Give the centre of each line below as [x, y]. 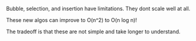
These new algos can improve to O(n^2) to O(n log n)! [72, 20]
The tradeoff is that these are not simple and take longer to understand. [93, 31]
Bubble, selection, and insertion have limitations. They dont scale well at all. [98, 9]
